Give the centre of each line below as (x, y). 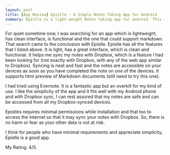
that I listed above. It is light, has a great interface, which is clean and (77, 50)
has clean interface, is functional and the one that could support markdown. (84, 39)
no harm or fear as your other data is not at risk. (55, 123)
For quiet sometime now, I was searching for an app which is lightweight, (81, 34)
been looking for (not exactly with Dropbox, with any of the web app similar (83, 60)
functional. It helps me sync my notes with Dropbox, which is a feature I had (84, 55)
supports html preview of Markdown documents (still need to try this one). (83, 76)
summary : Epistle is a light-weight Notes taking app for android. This (83, 19)
